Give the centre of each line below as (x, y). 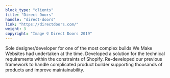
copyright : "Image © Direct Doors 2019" (49, 34)
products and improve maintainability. (45, 70)
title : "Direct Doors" (29, 15)
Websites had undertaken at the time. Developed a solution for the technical (85, 54)
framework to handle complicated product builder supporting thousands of (84, 64)
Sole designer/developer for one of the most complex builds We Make (79, 48)
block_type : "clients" (29, 10)
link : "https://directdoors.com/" (42, 24)
